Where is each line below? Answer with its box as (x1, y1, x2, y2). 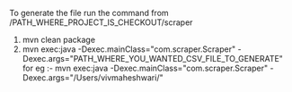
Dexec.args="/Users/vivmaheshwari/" (22, 72, 164, 83)
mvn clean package (22, 35, 96, 45)
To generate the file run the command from (9, 8, 169, 18)
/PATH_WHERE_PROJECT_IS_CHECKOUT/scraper (9, 17, 193, 28)
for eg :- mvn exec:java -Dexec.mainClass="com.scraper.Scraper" (22, 63, 268, 73)
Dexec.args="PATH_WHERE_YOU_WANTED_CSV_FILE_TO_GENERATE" (22, 54, 283, 63)
